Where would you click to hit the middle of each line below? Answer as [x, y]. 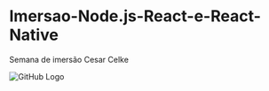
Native [34, 35]
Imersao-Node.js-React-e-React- [135, 16]
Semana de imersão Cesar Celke [69, 59]
